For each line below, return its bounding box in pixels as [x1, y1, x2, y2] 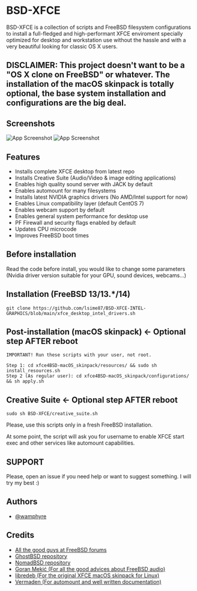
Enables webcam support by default [14, 206, 105, 213]
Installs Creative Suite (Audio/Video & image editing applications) [14, 174, 176, 181]
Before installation [6, 249, 77, 260]
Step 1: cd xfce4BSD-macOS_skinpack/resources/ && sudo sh [6, 363, 157, 369]
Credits [6, 530, 35, 540]
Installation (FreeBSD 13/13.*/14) [6, 289, 131, 299]
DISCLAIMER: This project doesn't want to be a [6, 60, 185, 70]
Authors [6, 496, 38, 507]
